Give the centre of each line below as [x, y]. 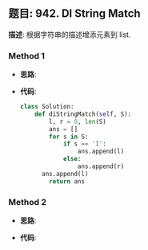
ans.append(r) [101, 166]
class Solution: [47, 107]
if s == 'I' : [84, 144]
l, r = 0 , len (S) [78, 121]
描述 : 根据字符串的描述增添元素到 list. [70, 35]
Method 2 [27, 202]
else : [72, 159]
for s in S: [69, 137]
